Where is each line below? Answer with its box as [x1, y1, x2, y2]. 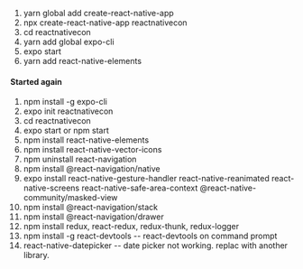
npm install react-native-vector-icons [23, 144, 162, 155]
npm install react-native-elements [23, 134, 150, 145]
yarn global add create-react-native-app [23, 8, 174, 18]
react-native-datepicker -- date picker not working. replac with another [23, 240, 288, 251]
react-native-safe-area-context [81, 182, 198, 193]
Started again [10, 76, 62, 87]
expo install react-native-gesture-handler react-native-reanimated [23, 173, 270, 184]
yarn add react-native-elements [23, 56, 142, 66]
